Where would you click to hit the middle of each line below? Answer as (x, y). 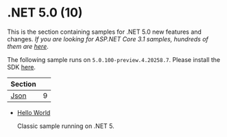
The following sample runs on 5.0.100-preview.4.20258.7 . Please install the (114, 59)
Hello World (34, 112)
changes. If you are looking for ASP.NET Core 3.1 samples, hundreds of (108, 39)
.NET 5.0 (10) (45, 13)
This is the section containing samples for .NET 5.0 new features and (105, 32)
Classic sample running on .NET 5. (65, 126)
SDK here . (22, 67)
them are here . (28, 46)
